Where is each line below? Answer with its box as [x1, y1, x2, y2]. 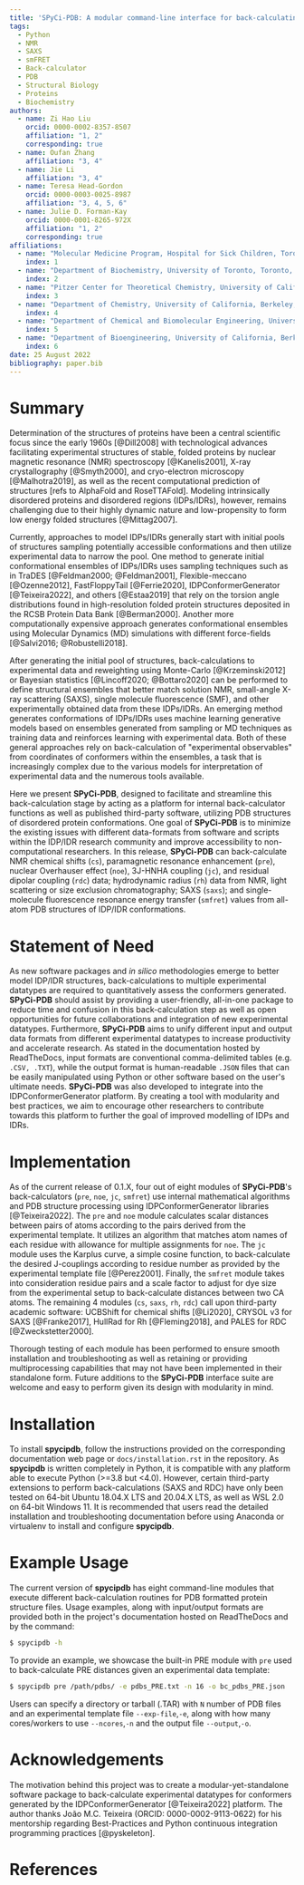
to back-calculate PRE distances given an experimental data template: [9, 1665, 270, 1676]
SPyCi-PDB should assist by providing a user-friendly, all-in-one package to [9, 994, 294, 1006]
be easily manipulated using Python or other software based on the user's [9, 1071, 286, 1083]
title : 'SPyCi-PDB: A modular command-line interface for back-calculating [9, 13, 301, 23]
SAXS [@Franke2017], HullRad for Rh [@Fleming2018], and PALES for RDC [9, 1316, 287, 1328]
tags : [9, 22, 30, 31]
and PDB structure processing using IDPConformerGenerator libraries [9, 1201, 270, 1212]
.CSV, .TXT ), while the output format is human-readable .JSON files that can [9, 1062, 290, 1073]
